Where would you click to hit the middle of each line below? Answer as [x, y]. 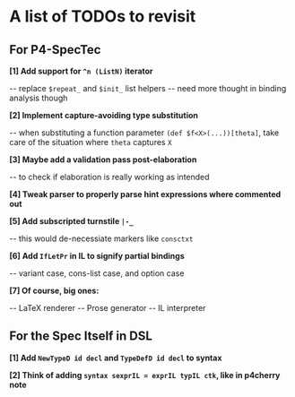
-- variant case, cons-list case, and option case [97, 273]
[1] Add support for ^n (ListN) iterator [82, 71]
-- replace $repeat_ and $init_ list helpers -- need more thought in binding [148, 88]
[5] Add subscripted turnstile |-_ [72, 221]
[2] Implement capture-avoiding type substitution [104, 115]
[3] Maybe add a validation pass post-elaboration [103, 160]
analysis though [39, 98]
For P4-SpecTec [55, 50]
